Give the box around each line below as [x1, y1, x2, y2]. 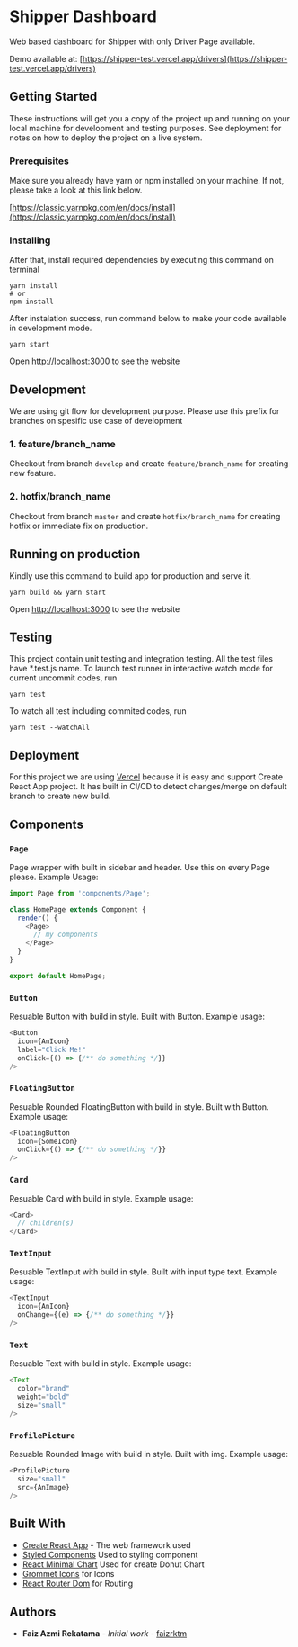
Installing [9, 234, 51, 247]
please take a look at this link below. [9, 184, 143, 195]
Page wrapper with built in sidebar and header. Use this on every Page [9, 861, 271, 872]
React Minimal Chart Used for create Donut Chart [22, 1559, 205, 1570]
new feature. [9, 468, 57, 479]
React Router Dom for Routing [22, 1578, 133, 1589]
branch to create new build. [9, 790, 111, 802]
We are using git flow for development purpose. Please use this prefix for [9, 406, 280, 417]
